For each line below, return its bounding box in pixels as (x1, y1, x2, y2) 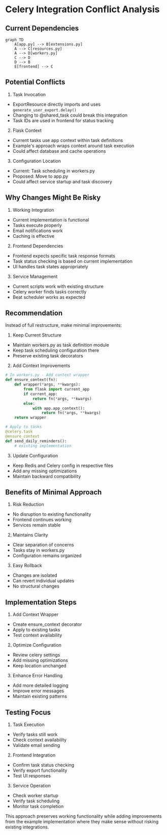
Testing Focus (5, 708, 51, 716)
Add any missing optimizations (12, 467, 77, 474)
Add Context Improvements (12, 363, 71, 369)
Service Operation (12, 783, 51, 789)
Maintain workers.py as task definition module (12, 342, 109, 348)
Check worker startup (12, 793, 58, 798)
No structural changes (12, 583, 60, 589)
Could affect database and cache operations (12, 148, 106, 154)
